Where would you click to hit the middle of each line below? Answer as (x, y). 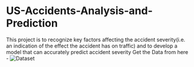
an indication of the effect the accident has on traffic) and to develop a (92, 46)
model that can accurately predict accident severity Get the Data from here (97, 52)
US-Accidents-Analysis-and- (80, 11)
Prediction (32, 23)
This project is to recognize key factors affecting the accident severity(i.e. (96, 39)
